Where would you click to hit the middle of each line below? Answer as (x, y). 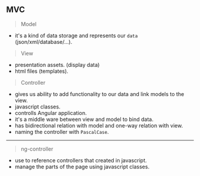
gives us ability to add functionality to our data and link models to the (99, 94)
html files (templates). (41, 71)
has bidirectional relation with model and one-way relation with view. (99, 125)
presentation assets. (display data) (57, 65)
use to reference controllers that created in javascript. (81, 160)
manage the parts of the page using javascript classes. (82, 167)
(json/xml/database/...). (43, 41)
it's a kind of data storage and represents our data (76, 36)
